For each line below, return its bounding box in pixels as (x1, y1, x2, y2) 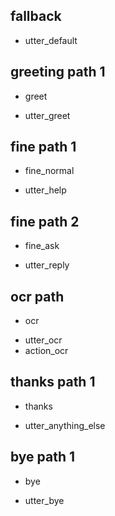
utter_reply (24, 259, 70, 271)
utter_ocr (24, 334, 63, 346)
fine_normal (24, 165, 75, 177)
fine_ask (24, 240, 60, 252)
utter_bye (24, 494, 65, 506)
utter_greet (24, 109, 71, 121)
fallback (10, 8, 62, 25)
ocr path (10, 288, 65, 305)
